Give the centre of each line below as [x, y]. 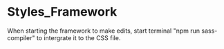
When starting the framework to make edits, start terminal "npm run [104, 31]
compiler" [21, 37]
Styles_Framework [62, 12]
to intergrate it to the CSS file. [78, 37]
